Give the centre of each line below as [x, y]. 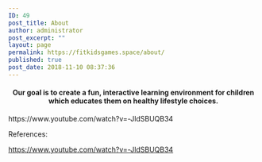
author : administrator [46, 30]
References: [28, 134]
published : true [35, 60]
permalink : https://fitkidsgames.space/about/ [87, 52]
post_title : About [39, 23]
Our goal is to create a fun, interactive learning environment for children [133, 93]
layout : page [30, 45]
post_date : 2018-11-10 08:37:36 [62, 67]
